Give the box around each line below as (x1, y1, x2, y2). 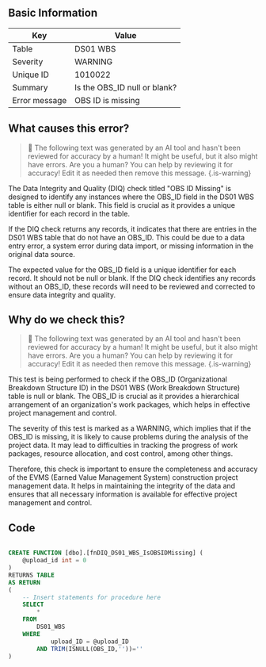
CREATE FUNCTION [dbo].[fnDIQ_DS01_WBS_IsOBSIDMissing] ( (8, 549, 203, 558)
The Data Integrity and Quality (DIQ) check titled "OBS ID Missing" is (8, 183, 232, 193)
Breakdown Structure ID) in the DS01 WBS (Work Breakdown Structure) (8, 383, 241, 393)
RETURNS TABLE (8, 571, 55, 579)
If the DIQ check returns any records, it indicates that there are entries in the (8, 224, 257, 233)
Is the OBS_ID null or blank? (74, 82, 177, 93)
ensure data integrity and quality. (8, 289, 116, 300)
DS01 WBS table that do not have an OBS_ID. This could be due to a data (8, 232, 245, 242)
